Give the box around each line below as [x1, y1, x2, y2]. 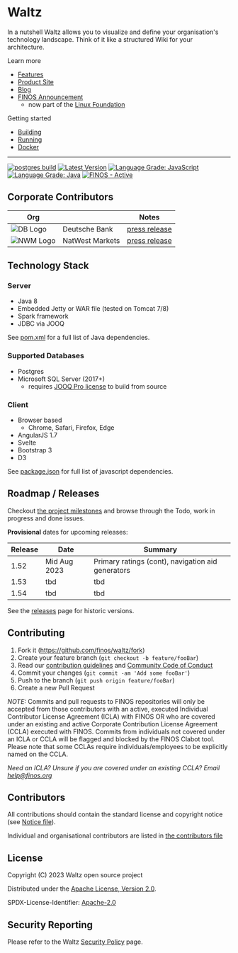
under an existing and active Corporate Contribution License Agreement [7, 719, 218, 728]
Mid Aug [45, 557, 74, 566]
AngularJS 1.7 [17, 431, 58, 440]
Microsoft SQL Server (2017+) [17, 375, 105, 383]
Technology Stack [7, 260, 89, 272]
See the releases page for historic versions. [7, 606, 135, 615]
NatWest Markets [62, 235, 120, 245]
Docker [17, 142, 40, 151]
